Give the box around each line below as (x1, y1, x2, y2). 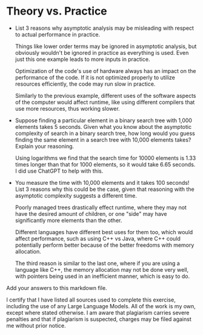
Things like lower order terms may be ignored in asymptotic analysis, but (15, 43, 197, 50)
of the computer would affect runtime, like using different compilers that (15, 98, 195, 106)
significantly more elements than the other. (15, 216, 122, 224)
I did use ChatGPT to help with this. (15, 167, 104, 174)
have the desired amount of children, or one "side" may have (15, 210, 167, 217)
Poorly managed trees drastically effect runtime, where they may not (15, 204, 187, 211)
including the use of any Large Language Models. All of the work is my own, (6, 302, 196, 309)
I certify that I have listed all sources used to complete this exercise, (6, 296, 176, 303)
